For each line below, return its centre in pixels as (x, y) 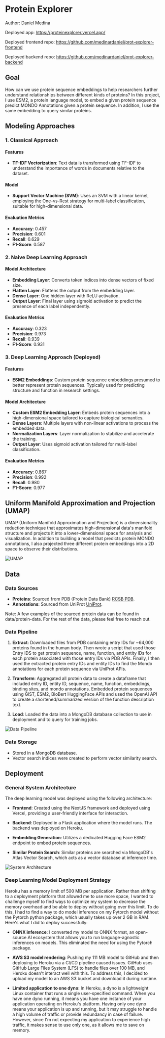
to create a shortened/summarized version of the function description (83, 700)
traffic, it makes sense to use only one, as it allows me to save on (78, 1025)
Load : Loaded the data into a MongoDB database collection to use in (82, 714)
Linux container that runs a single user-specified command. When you (83, 993)
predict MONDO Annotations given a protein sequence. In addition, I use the (82, 105)
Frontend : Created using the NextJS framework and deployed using (81, 808)
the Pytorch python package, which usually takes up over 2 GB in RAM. (77, 917)
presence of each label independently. (51, 306)
